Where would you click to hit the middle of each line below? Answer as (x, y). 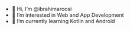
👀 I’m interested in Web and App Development (68, 15)
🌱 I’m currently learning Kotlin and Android (63, 21)
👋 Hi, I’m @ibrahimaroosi (42, 9)
